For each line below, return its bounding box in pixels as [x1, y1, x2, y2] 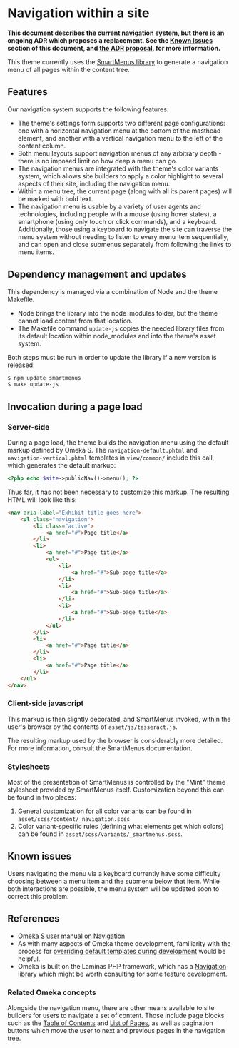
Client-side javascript [7, 698, 84, 708]
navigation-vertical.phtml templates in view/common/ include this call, [7, 453, 215, 462]
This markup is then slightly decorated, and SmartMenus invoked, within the [7, 715, 231, 723]
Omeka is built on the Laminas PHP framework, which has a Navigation [17, 962, 227, 970]
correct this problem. [7, 892, 69, 900]
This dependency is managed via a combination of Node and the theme [7, 287, 218, 296]
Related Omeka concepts [7, 987, 96, 997]
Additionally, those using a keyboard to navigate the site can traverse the [17, 225, 233, 233]
